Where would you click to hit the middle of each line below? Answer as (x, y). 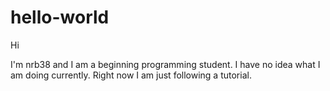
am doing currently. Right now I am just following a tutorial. (131, 75)
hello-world (60, 17)
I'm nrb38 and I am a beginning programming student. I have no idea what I (165, 64)
